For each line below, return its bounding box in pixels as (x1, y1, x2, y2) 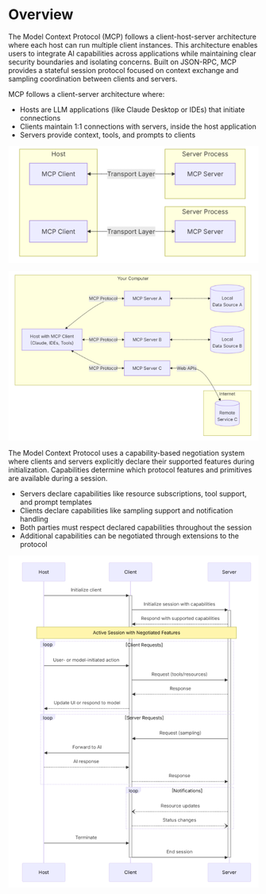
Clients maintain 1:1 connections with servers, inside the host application (19, 121, 256, 131)
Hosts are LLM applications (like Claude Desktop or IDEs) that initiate (19, 105, 245, 114)
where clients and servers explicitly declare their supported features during (8, 457, 255, 466)
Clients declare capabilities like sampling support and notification (19, 506, 233, 515)
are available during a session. (8, 473, 108, 483)
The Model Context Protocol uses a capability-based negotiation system (8, 448, 245, 457)
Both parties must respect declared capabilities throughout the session (19, 522, 253, 532)
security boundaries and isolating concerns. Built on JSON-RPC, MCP (8, 57, 237, 67)
